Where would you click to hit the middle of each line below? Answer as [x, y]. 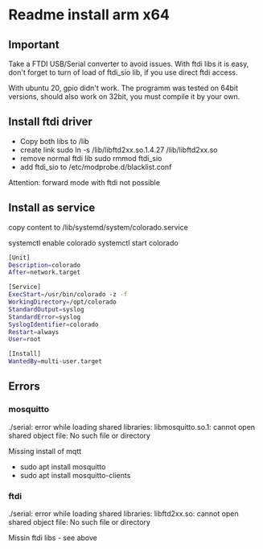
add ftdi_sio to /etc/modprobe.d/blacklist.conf [96, 167]
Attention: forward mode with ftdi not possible [84, 182]
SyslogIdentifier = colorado [53, 324]
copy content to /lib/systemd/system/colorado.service [99, 227]
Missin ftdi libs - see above [53, 538]
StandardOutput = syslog [46, 309]
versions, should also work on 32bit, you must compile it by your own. [124, 97]
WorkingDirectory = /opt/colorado [62, 302]
